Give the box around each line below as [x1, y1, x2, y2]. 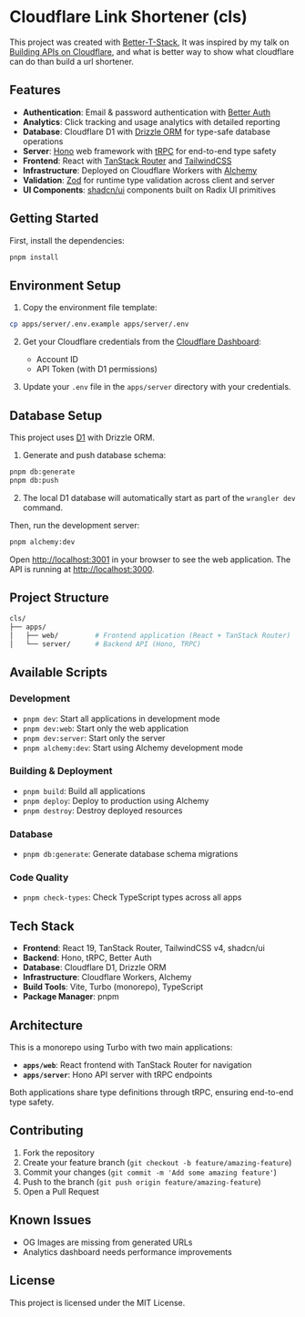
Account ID [36, 354, 79, 365]
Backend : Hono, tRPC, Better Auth [22, 952, 152, 964]
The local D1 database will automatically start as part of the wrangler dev [22, 492, 296, 503]
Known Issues [9, 1212, 92, 1228]
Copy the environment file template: [22, 302, 158, 313]
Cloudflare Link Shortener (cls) [9, 6, 248, 27]
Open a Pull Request [22, 1186, 100, 1197]
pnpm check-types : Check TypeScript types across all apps [22, 892, 243, 903]
